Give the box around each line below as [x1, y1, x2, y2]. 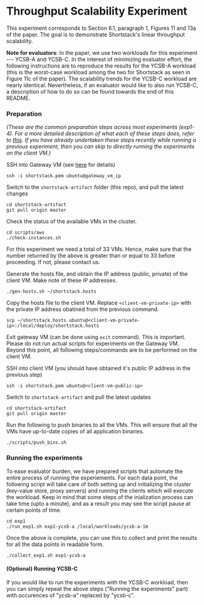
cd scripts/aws [6, 229, 45, 236]
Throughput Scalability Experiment [6, 4, 188, 18]
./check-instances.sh [6, 235, 62, 241]
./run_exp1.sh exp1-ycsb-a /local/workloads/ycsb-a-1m [6, 523, 149, 530]
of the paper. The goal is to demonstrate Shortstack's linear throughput [6, 30, 185, 38]
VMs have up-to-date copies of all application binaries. [6, 428, 144, 435]
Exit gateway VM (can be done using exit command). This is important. [6, 334, 186, 341]
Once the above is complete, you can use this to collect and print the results [6, 534, 197, 541]
